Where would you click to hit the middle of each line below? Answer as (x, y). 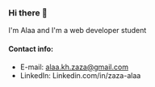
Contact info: (31, 48)
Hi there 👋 (28, 13)
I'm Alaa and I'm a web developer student (77, 31)
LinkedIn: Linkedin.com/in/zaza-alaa (80, 75)
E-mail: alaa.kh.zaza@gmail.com (74, 67)
